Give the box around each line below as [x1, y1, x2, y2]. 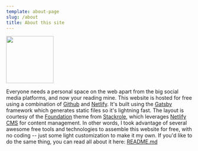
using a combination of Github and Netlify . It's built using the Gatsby [6, 101, 173, 108]
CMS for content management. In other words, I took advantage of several [6, 119, 187, 127]
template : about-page [6, 8, 60, 15]
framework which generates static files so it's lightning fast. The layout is [6, 107, 184, 114]
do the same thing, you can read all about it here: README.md [6, 138, 158, 145]
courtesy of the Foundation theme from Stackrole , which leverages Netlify [6, 113, 187, 120]
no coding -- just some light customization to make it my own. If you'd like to [6, 132, 193, 139]
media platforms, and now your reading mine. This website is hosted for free [6, 94, 192, 101]
